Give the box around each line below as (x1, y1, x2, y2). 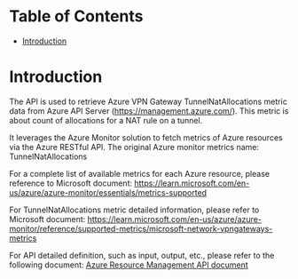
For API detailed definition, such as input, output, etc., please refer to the (9, 250, 275, 260)
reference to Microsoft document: (9, 178, 133, 188)
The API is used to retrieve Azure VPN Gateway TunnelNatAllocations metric (9, 96, 288, 107)
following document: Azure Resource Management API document (9, 259, 248, 270)
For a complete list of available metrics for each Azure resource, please (9, 168, 271, 179)
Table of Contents (9, 6, 144, 27)
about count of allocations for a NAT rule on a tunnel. (9, 115, 203, 125)
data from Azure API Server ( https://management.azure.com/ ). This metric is (9, 105, 289, 116)
